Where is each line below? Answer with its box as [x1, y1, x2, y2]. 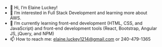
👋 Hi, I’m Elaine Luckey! [9, 5, 58, 10]
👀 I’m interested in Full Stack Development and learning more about [9, 10, 148, 16]
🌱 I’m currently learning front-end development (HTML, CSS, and [9, 20, 143, 26]
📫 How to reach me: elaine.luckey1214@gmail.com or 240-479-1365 [9, 36, 151, 42]
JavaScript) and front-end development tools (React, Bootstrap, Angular [9, 25, 158, 31]
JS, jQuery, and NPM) [9, 31, 54, 36]
